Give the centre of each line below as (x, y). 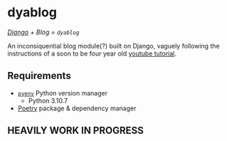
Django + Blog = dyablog (43, 32)
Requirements (39, 76)
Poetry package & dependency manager (77, 108)
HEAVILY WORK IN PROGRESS (75, 131)
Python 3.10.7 (48, 100)
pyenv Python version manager (63, 93)
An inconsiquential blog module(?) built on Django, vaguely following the (114, 46)
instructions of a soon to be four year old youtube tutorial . (92, 53)
